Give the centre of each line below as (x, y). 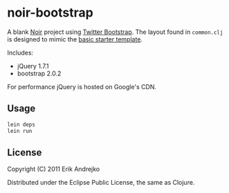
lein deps (21, 125)
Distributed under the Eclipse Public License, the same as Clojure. (101, 183)
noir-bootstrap (50, 13)
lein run (20, 131)
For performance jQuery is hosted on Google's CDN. (82, 86)
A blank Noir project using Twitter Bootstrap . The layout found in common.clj (115, 32)
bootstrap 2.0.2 (39, 73)
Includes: (20, 53)
